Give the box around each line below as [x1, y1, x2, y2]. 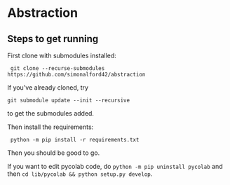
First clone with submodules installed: [7, 51, 117, 60]
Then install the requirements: [7, 123, 94, 131]
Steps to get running [7, 33, 99, 45]
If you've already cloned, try [7, 83, 89, 92]
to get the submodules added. [7, 109, 95, 117]
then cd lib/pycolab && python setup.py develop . [7, 170, 153, 178]
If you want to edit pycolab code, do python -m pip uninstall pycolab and [7, 163, 223, 170]
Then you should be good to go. [7, 149, 100, 157]
